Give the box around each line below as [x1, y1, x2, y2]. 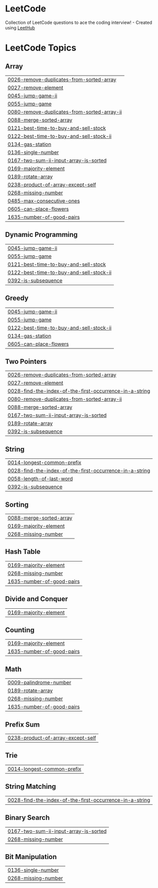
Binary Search [5, 813, 50, 822]
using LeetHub [5, 24, 35, 30]
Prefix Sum [5, 720, 40, 729]
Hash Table [5, 548, 41, 556]
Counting [5, 626, 35, 635]
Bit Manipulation [5, 852, 57, 861]
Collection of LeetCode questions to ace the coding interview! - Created [5, 19, 153, 25]
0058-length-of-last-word [7, 475, 73, 482]
